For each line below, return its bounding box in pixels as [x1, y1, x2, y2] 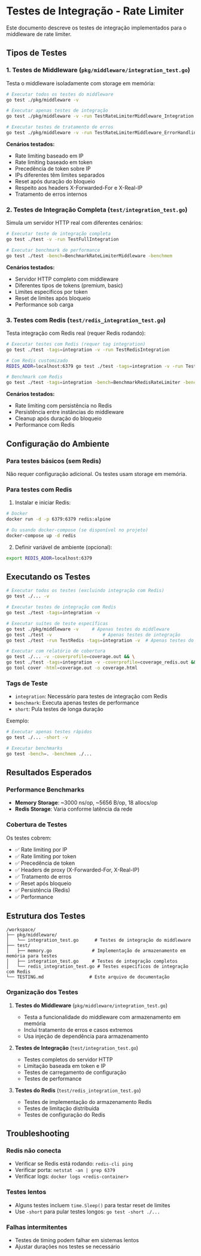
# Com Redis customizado [6, 358, 68, 364]
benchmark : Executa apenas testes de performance [14, 699, 139, 707]
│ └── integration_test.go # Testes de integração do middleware [6, 937, 191, 944]
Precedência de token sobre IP [14, 165, 91, 172]
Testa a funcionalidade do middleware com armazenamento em [23, 1013, 181, 1020]
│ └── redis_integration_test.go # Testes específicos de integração [6, 963, 188, 970]
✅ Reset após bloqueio [14, 879, 72, 887]
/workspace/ [6, 927, 36, 933]
